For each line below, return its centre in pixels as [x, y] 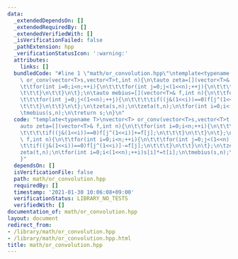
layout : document [33, 219]
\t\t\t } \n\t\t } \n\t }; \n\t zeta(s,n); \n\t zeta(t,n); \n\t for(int [114, 106]
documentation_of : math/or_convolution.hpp [73, 212]
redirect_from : [30, 225]
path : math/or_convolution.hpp [60, 179]
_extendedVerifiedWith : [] [53, 34]
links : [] [35, 67]
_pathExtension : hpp [44, 47]
